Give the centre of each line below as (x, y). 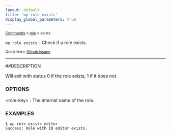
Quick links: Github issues (28, 52)
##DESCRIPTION (23, 66)
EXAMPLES (20, 113)
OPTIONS (17, 89)
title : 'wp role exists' (32, 15)
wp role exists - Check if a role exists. (46, 43)
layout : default (22, 10)
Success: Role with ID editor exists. (46, 128)
